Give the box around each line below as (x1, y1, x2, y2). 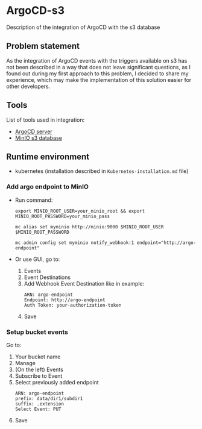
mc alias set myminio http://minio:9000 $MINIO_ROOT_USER (14, 224, 164, 230)
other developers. (6, 83, 51, 90)
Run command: (14, 196, 53, 204)
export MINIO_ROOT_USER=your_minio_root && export (14, 208, 145, 214)
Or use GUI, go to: (14, 255, 60, 263)
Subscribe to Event (14, 372, 63, 380)
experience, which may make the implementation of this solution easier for (6, 76, 192, 83)
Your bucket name (14, 353, 61, 360)
